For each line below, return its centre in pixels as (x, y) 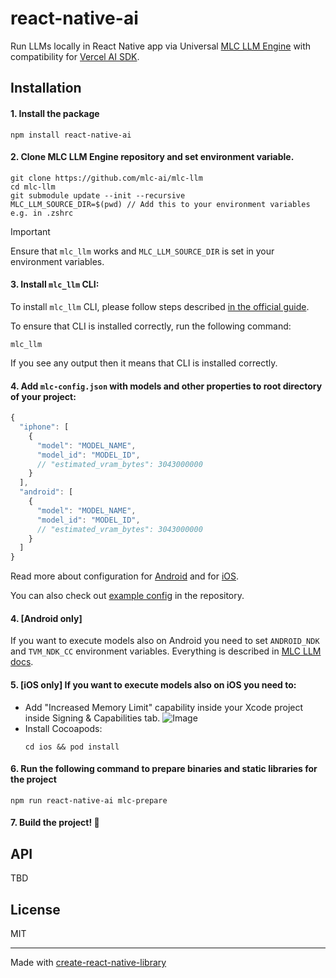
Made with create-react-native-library (88, 962)
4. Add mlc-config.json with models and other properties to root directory (166, 386)
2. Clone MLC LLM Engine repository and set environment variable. (152, 157)
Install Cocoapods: (63, 728)
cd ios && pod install (72, 747)
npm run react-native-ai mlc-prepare (89, 800)
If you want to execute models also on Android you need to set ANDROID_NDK (165, 641)
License (35, 909)
